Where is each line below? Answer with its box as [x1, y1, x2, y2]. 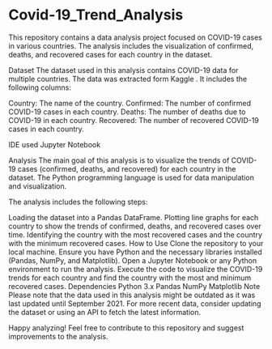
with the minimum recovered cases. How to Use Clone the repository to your [8, 238, 264, 248]
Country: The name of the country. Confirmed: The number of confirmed [8, 98, 252, 108]
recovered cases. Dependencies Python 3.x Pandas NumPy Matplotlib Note [8, 281, 261, 291]
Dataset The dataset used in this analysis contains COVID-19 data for [8, 65, 239, 74]
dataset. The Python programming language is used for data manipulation [8, 172, 255, 182]
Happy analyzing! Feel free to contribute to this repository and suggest [8, 322, 244, 333]
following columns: [8, 83, 71, 92]
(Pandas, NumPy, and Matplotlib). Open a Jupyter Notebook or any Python [8, 255, 257, 265]
